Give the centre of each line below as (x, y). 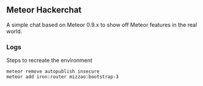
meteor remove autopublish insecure (53, 72)
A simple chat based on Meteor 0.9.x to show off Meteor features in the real (102, 24)
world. (14, 31)
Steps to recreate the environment (50, 60)
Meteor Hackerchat (44, 10)
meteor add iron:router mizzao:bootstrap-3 (63, 77)
